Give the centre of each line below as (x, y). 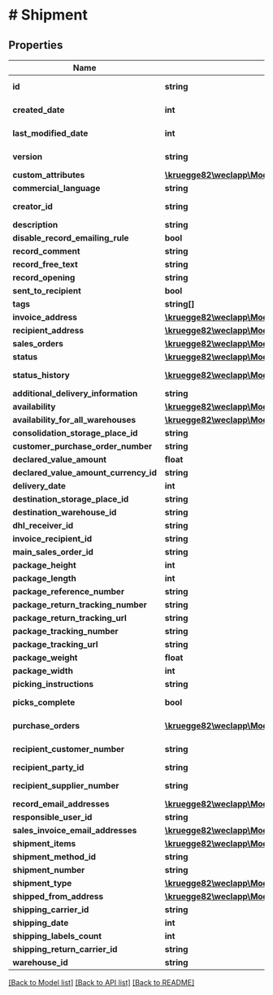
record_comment (46, 251)
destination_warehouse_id (65, 512)
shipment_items (44, 843)
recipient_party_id (48, 767)
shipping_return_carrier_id (65, 949)
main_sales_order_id (53, 552)
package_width (43, 671)
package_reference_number (68, 591)
